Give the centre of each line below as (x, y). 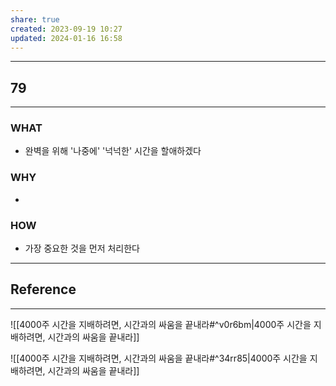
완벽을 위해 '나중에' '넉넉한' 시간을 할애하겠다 (113, 151)
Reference (43, 289)
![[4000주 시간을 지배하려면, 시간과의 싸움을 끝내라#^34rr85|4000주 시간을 (159, 358)
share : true (35, 19)
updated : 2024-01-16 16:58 (66, 38)
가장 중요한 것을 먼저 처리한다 (82, 248)
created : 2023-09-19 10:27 (66, 29)
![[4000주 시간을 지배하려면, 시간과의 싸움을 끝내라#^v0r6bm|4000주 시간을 (161, 324)
